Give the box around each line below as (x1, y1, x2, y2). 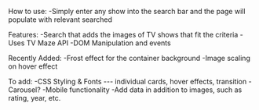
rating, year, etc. (8, 94, 61, 102)
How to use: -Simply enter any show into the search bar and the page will (8, 7, 246, 16)
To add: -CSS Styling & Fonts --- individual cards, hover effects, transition (8, 77, 247, 86)
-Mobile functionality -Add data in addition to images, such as (42, 85, 243, 94)
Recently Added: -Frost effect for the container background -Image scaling (8, 54, 251, 62)
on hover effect (8, 62, 58, 71)
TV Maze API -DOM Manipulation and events (26, 38, 171, 48)
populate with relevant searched (8, 15, 112, 24)
